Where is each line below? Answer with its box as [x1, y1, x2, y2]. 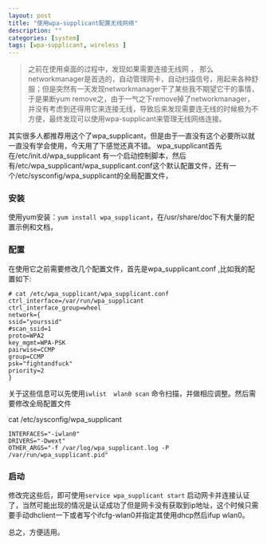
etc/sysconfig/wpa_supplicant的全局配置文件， [18, 171, 173, 180]
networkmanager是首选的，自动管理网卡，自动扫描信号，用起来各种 [27, 74, 253, 84]
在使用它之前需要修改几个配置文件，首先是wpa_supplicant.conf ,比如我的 [8, 264, 249, 274]
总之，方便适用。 [8, 527, 65, 537]
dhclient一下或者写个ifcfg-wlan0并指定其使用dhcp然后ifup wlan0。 [29, 510, 249, 520]
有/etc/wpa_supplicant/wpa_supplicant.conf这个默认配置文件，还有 [8, 161, 230, 171]
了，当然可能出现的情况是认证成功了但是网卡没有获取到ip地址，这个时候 [8, 500, 245, 510]
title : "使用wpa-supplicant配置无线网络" [8, 19, 138, 27]
